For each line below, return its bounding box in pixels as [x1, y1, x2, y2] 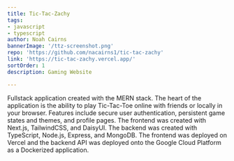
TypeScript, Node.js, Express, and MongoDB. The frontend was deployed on [7, 130, 227, 139]
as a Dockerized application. [7, 146, 89, 154]
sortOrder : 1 [7, 62, 45, 69]
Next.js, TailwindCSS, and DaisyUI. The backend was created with [7, 123, 198, 132]
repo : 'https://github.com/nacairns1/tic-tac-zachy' [7, 49, 164, 56]
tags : [7, 17, 23, 24]
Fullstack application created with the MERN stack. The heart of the [7, 93, 202, 102]
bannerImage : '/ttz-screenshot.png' [7, 43, 114, 49]
